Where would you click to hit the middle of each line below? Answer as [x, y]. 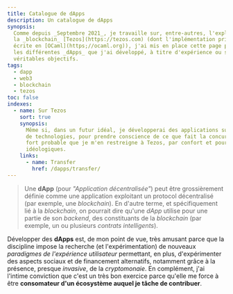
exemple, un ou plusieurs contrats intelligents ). [91, 225]
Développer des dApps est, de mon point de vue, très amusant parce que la [116, 239]
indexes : [20, 104]
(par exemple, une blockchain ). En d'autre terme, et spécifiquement [121, 203]
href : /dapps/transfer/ [66, 169]
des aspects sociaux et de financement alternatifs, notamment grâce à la [111, 261]
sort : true [35, 117]
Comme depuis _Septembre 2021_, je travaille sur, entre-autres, [110, 33]
